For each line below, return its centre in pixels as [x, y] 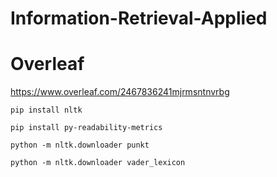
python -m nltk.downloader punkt [80, 145]
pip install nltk [46, 110]
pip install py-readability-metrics [86, 128]
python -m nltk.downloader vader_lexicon [98, 163]
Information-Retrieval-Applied [139, 18]
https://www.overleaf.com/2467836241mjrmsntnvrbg [120, 92]
